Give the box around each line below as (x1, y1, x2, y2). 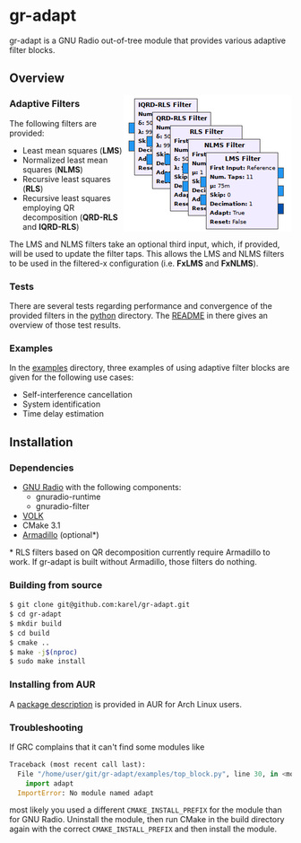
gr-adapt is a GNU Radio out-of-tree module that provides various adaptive (9, 35, 287, 46)
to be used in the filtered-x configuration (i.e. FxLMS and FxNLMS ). (9, 258, 259, 268)
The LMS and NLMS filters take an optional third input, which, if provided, (9, 239, 280, 250)
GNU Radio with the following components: (21, 481, 182, 492)
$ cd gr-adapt (9, 610, 63, 619)
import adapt (25, 778, 74, 788)
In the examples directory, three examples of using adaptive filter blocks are (9, 363, 290, 373)
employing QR (21, 202, 75, 213)
